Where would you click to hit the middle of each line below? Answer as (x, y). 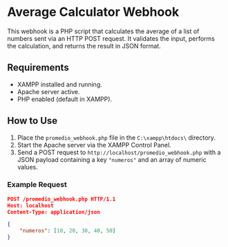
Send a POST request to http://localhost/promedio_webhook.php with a (119, 152)
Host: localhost (30, 205)
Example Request (37, 185)
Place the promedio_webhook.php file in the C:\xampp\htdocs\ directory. (116, 137)
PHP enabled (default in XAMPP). (65, 99)
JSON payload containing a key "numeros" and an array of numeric (112, 159)
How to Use (32, 121)
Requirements (38, 67)
